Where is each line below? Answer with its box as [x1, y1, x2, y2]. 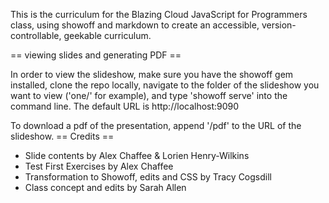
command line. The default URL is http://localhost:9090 [10, 100, 240, 112]
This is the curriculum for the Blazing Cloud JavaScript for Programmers [10, 9, 308, 20]
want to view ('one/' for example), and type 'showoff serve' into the [10, 90, 288, 101]
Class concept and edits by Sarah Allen [24, 182, 187, 193]
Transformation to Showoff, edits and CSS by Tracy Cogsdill [24, 171, 272, 183]
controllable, [10, 30, 62, 41]
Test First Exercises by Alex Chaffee [24, 160, 174, 172]
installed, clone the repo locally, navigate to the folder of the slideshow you [10, 79, 320, 91]
